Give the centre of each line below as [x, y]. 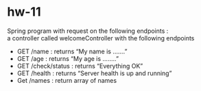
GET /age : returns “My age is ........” [68, 58]
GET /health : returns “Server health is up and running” [94, 73]
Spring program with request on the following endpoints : [88, 31]
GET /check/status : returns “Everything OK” [80, 66]
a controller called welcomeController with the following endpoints [101, 38]
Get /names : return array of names [67, 80]
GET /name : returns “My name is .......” [72, 51]
